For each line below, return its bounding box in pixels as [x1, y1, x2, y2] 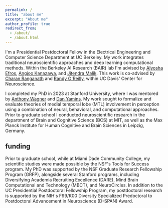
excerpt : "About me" [5, 16, 49, 21]
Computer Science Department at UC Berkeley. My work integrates [5, 54, 144, 60]
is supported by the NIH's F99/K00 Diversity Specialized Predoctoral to [5, 192, 152, 198]
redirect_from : [5, 26, 37, 31]
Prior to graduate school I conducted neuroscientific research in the [5, 111, 145, 117]
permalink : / [5, 7, 33, 12]
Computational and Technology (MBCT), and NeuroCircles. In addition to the [5, 182, 163, 188]
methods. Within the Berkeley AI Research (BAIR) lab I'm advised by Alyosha [5, 64, 163, 70]
